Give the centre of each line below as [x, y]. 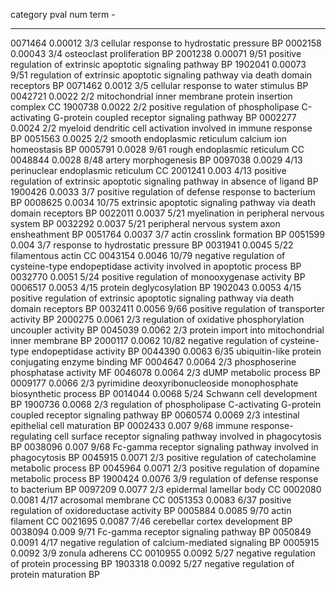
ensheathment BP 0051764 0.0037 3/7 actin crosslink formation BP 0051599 [167, 234]
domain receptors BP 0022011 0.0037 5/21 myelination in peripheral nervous [167, 213]
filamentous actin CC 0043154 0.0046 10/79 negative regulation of [148, 255]
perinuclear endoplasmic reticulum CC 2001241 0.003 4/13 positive [148, 170]
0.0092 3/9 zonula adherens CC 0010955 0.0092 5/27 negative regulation [163, 553]
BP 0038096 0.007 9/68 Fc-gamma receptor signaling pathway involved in [164, 447]
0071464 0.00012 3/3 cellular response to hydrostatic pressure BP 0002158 [166, 43]
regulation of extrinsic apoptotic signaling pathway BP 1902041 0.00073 [158, 64]
